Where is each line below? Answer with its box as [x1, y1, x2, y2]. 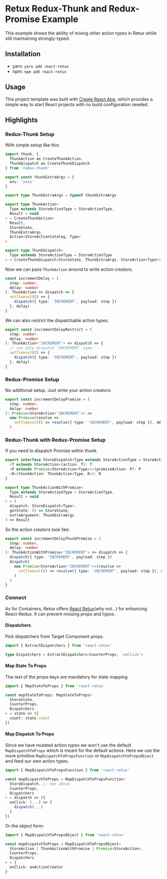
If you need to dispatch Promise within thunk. [5, 448, 98, 454]
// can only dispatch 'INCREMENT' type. [9, 346, 94, 351]
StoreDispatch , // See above [9, 781, 70, 786]
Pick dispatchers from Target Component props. [5, 633, 104, 639]
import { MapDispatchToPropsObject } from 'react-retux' [5, 832, 126, 838]
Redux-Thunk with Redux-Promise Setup [5, 436, 106, 443]
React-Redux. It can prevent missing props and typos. [5, 611, 116, 617]
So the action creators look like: [5, 527, 70, 532]
